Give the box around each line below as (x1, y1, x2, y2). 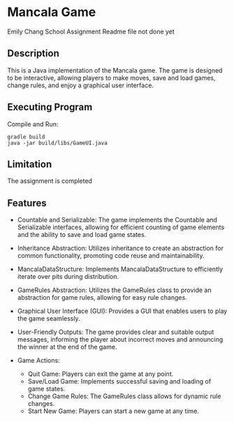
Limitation (7, 158, 52, 170)
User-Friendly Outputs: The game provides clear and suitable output (17, 328, 214, 336)
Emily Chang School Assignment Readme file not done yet (7, 27, 175, 36)
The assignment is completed (7, 177, 93, 185)
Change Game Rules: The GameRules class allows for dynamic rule (27, 392, 221, 400)
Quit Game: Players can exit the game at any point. (27, 370, 174, 378)
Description (7, 48, 59, 59)
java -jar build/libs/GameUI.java (7, 139, 108, 147)
